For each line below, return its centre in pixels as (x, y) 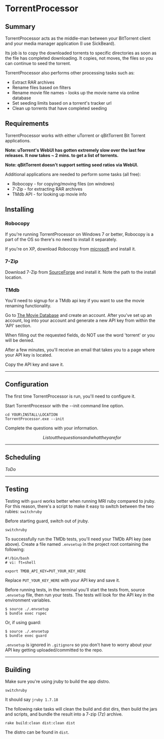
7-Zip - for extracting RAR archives (47, 189)
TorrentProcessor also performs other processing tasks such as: (70, 73)
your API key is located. (29, 355)
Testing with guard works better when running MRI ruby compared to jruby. (80, 501)
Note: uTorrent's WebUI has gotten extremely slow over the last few (75, 150)
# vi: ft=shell (20, 562)
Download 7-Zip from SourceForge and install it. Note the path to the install (81, 272)
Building (18, 670)
